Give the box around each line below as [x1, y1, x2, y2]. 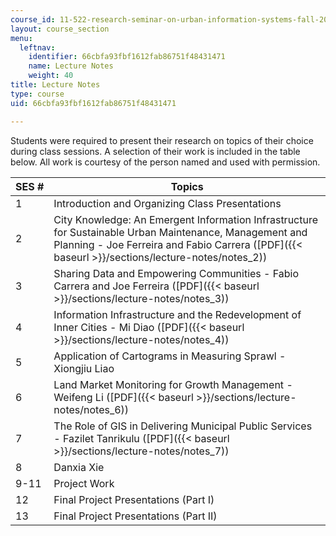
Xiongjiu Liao [53, 361, 115, 375]
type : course [10, 89, 65, 99]
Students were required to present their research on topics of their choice [10, 134, 314, 146]
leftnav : [19, 42, 56, 53]
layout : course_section [10, 24, 110, 34]
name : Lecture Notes [28, 61, 114, 71]
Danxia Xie [53, 460, 105, 474]
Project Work [53, 476, 115, 490]
